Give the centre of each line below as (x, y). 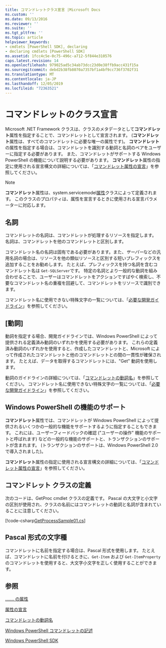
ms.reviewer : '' (22, 24)
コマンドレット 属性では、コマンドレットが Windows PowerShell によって (80, 420)
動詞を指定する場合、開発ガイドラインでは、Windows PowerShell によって (81, 336)
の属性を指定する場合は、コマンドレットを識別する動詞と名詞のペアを (77, 148)
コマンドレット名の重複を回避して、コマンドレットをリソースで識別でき (87, 283)
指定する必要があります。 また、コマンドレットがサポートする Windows (87, 154)
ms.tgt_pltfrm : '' (24, 33)
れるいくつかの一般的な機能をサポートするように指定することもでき (83, 426)
